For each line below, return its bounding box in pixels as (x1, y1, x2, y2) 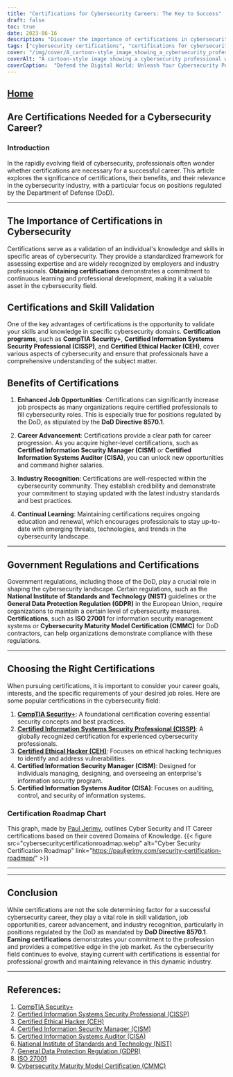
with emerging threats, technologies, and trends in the (31, 525, 187, 533)
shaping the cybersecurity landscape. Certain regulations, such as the (7, 584, 208, 593)
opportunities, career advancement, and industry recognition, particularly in (7, 920, 224, 929)
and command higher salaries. (17, 461, 104, 470)
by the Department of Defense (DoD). (7, 189, 114, 197)
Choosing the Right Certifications (7, 663, 155, 675)
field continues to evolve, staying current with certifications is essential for (7, 950, 221, 958)
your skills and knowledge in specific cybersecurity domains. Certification (7, 328, 221, 336)
